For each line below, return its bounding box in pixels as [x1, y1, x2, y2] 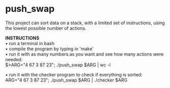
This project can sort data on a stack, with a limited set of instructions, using [5, 20, 165, 26]
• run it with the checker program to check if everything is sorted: [5, 71, 143, 77]
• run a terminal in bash [5, 40, 55, 46]
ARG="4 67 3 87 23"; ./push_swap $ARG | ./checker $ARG [5, 77, 128, 83]
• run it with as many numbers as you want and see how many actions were [5, 51, 164, 57]
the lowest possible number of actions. [5, 25, 87, 31]
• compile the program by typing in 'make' [5, 46, 94, 52]
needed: [5, 56, 23, 62]
